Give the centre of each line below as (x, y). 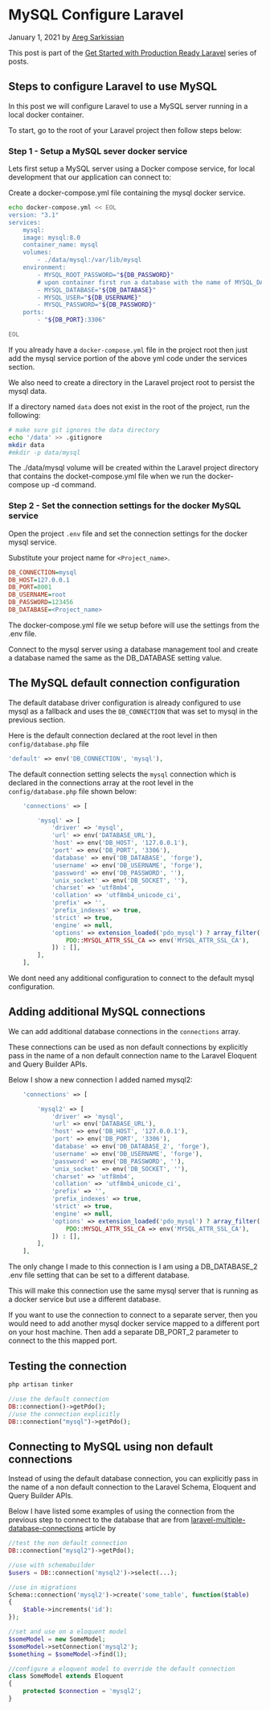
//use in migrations (43, 1587)
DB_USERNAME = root (37, 595)
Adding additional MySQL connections (107, 1012)
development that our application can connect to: (90, 177)
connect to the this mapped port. (63, 1341)
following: (25, 415)
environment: (45, 267)
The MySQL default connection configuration (124, 683)
